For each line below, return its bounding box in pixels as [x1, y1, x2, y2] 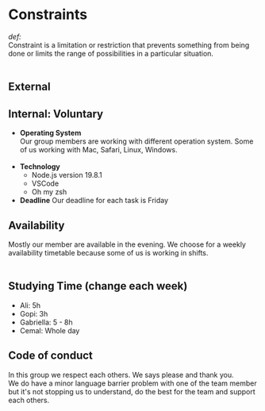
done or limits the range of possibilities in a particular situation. [8, 48, 214, 58]
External [8, 80, 51, 94]
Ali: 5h [19, 300, 41, 310]
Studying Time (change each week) [8, 279, 188, 293]
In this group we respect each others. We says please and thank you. [8, 370, 234, 379]
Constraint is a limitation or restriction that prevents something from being [8, 40, 250, 49]
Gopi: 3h [19, 309, 48, 318]
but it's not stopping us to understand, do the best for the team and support [8, 386, 255, 396]
